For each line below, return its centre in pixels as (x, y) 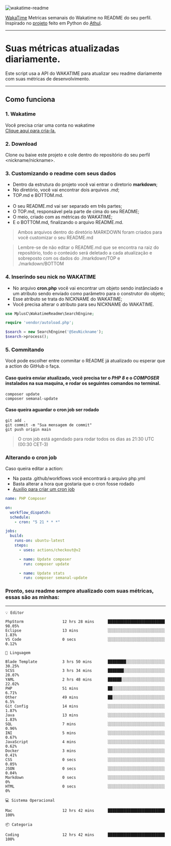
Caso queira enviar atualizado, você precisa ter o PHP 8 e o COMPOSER (82, 378)
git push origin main (28, 429)
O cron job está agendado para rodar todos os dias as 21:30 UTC (86, 439)
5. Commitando (25, 350)
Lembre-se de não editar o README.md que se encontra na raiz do (88, 247)
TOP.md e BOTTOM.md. (38, 195)
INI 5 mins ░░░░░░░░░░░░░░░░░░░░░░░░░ (85, 733)
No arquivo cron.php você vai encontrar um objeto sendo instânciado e (88, 288)
